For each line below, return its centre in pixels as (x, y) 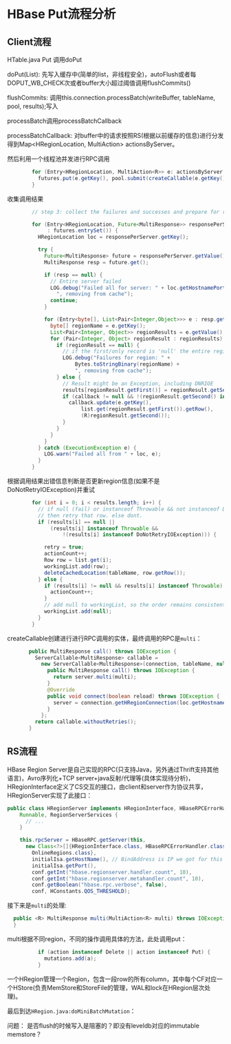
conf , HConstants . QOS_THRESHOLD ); (81, 892)
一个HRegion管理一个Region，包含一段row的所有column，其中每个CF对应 (112, 979)
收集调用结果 (25, 199)
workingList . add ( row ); (76, 567)
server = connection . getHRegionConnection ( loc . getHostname (140, 702)
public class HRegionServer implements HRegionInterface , (92, 808)
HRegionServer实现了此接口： (50, 795)
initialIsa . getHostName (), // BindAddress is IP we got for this (128, 859)
